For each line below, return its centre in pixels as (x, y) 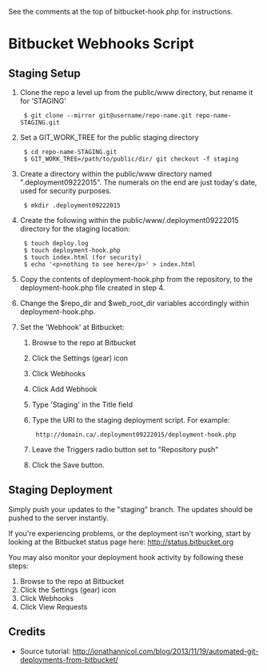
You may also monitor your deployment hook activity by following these (126, 557)
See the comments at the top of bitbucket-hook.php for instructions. (121, 12)
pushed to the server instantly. (59, 518)
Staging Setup (45, 73)
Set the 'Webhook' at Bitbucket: (72, 327)
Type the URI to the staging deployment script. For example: (131, 420)
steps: (18, 566)
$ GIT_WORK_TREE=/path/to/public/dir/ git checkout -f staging (131, 159)
